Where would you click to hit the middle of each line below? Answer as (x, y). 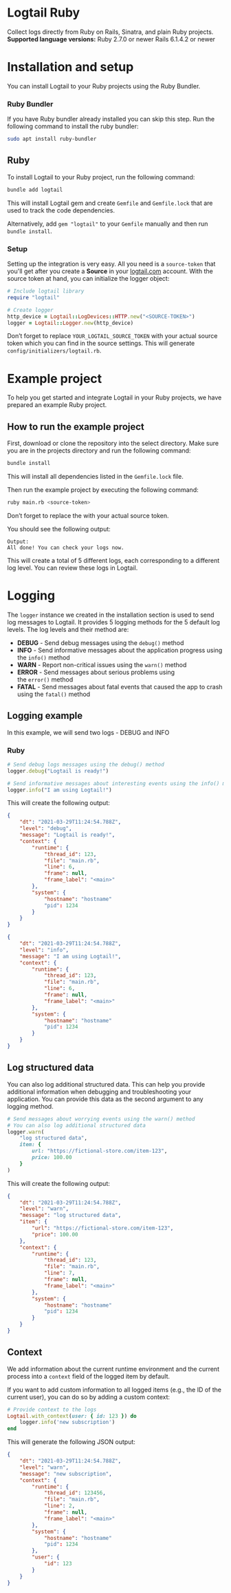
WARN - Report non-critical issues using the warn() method (102, 664)
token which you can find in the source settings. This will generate (101, 344)
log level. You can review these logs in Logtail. (73, 568)
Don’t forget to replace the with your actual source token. (88, 515)
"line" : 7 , (59, 1273)
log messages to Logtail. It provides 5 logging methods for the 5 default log (113, 622)
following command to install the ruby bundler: (73, 126)
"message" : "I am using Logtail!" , (70, 956)
